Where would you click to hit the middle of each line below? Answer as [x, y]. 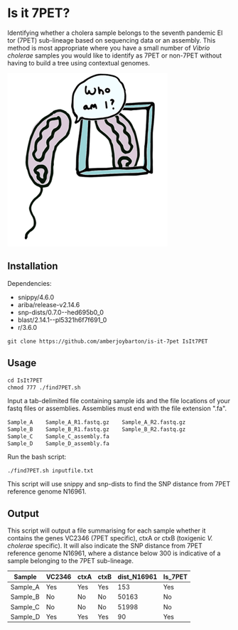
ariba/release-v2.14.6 [49, 304]
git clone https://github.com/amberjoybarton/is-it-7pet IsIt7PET [108, 341]
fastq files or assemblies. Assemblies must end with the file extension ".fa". [117, 408]
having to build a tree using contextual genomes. [79, 63]
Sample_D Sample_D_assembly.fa [59, 443]
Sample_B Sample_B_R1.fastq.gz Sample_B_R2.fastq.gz [97, 429]
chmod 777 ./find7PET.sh [44, 388]
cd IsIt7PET [25, 380]
